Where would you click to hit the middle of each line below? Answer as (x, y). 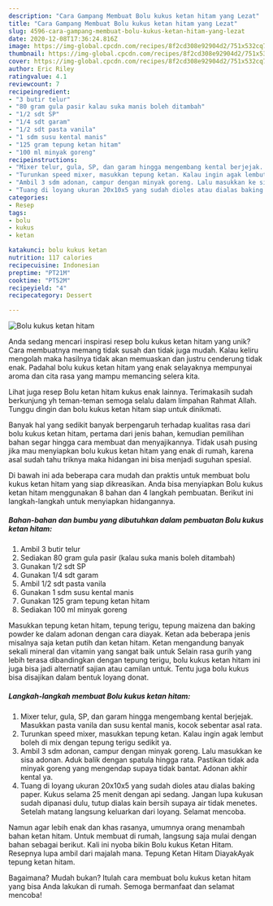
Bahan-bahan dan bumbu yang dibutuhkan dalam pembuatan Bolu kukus (136, 520)
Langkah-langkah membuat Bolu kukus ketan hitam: (100, 696)
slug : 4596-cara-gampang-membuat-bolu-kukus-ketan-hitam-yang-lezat (127, 31)
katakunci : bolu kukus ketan (58, 250)
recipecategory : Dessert (50, 295)
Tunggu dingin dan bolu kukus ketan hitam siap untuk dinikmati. (115, 409)
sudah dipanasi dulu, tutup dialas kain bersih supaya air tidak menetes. (139, 803)
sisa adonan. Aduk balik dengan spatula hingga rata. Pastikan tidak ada (139, 760)
